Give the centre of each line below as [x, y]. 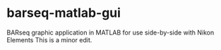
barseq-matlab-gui [64, 13]
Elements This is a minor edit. [49, 39]
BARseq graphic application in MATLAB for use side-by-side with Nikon [110, 32]
